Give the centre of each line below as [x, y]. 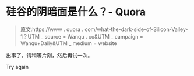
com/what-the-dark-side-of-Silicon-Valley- [136, 29]
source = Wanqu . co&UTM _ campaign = [94, 36]
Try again [17, 67]
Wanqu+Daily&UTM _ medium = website [69, 43]
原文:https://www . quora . [52, 29]
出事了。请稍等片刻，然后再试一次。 [50, 55]
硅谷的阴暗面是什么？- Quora [76, 12]
